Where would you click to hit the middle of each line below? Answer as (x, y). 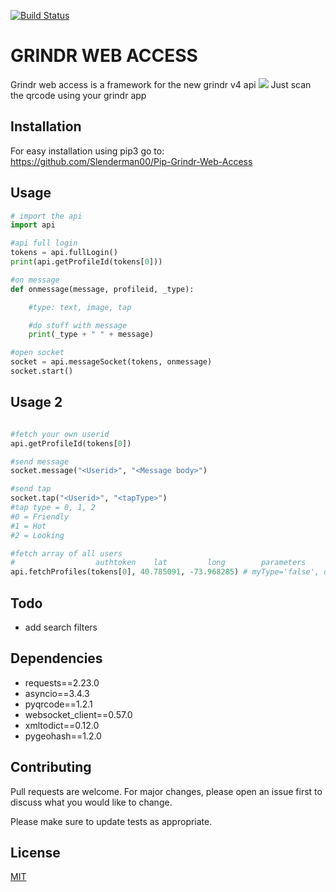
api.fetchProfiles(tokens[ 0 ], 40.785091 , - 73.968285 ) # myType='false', (165, 572)
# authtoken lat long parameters (158, 563)
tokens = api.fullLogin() (64, 253)
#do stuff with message (78, 325)
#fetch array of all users (66, 553)
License (35, 852)
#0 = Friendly (40, 516)
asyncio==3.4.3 (57, 693)
